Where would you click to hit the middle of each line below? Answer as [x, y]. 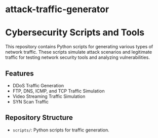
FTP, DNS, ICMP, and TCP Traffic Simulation [58, 91]
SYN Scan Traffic [31, 101]
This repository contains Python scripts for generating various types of [79, 47]
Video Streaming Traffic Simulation [49, 96]
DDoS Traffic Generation [38, 85]
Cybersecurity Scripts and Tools [75, 33]
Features [19, 73]
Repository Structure [39, 118]
